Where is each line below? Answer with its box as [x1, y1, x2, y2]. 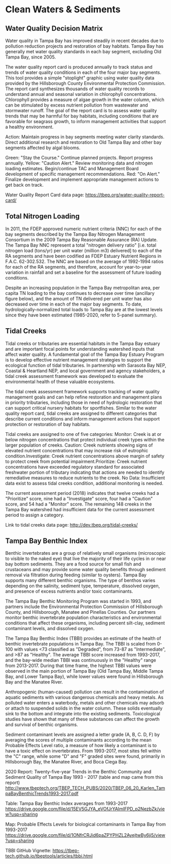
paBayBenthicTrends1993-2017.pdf [5, 791, 79, 797]
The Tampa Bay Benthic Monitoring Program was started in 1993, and [5, 598, 152, 605]
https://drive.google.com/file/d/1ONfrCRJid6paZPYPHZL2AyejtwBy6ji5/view [5, 832, 165, 838]
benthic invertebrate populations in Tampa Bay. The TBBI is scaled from [5, 641, 156, 647]
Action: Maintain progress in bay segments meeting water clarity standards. [5, 134, 165, 139]
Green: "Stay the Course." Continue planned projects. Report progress [5, 155, 153, 160]
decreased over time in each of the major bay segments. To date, [5, 301, 143, 307]
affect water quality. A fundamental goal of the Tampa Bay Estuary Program [5, 351, 164, 357]
